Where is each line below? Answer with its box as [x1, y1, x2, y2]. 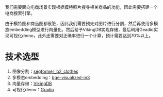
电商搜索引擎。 [5, 10, 35, 16]
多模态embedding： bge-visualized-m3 [12, 74, 90, 80]
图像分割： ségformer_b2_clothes [12, 68, 79, 74]
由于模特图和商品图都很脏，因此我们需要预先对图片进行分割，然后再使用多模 [5, 21, 158, 26]
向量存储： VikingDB [12, 81, 52, 86]
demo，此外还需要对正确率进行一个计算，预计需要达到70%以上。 [21, 33, 153, 38]
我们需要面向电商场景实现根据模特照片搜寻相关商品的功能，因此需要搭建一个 [5, 4, 158, 10]
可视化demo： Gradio [12, 86, 54, 92]
